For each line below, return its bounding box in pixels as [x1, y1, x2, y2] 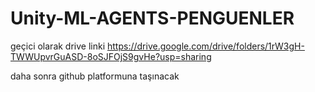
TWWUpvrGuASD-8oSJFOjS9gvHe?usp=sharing [10, 50, 212, 62]
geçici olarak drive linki [10, 40, 106, 52]
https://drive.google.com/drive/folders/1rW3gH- [107, 40, 305, 52]
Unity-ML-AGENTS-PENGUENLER [10, 7, 295, 30]
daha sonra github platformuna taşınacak [10, 70, 180, 82]
